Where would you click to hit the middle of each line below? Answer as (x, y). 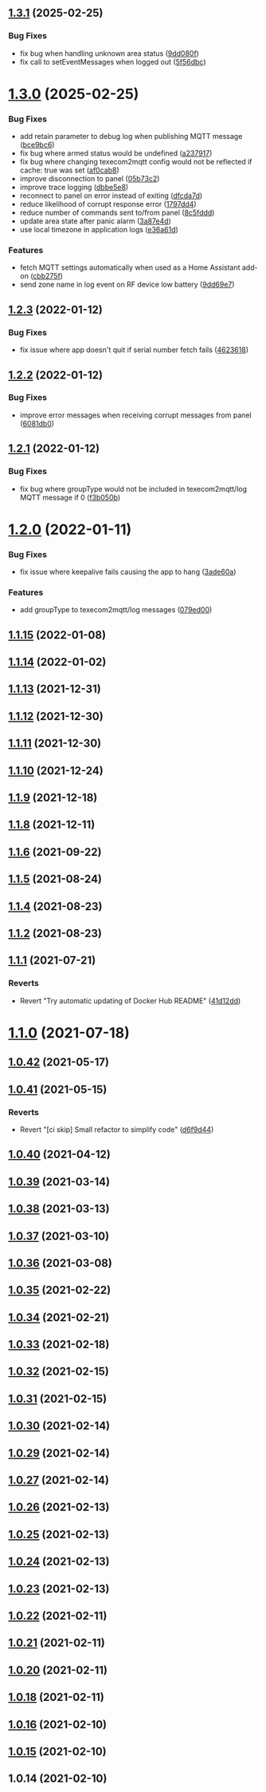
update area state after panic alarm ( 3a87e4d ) (95, 221)
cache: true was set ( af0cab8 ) (69, 170)
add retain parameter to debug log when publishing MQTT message (131, 136)
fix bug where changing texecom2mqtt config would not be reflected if (136, 162)
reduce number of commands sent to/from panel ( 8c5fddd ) (117, 213)
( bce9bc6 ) (37, 145)
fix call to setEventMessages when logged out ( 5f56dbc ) (113, 61)
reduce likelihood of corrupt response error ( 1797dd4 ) (108, 204)
